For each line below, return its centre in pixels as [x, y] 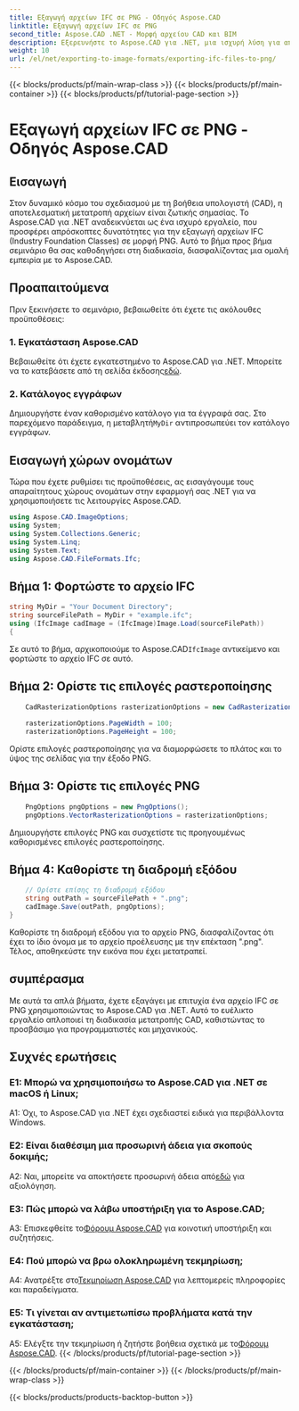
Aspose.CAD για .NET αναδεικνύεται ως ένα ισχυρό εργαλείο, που [133, 222]
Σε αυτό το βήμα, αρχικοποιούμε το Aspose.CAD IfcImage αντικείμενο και [145, 648]
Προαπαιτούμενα [59, 288]
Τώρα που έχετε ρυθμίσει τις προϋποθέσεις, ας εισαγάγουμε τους [132, 482]
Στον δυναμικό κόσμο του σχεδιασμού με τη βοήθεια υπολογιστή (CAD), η [146, 203]
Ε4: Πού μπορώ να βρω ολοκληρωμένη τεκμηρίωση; [126, 1260]
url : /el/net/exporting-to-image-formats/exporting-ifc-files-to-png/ [143, 59]
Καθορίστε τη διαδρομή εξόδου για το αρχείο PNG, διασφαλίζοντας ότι [141, 932]
